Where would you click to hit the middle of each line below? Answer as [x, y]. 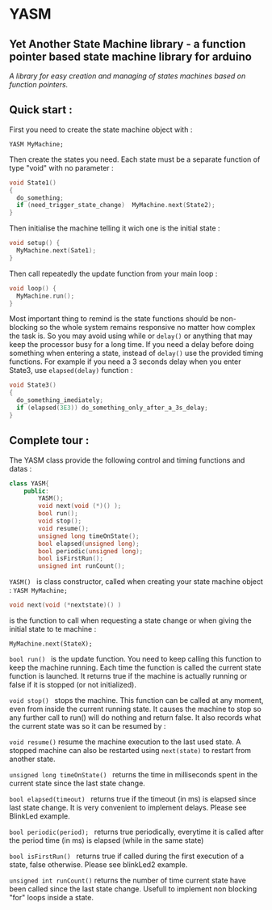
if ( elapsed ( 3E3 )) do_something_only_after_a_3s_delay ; [112, 408]
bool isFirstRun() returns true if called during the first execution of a [127, 856]
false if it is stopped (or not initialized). [73, 685]
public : [36, 491]
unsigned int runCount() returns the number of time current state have [128, 880]
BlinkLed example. [40, 816]
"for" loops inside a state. [51, 897]
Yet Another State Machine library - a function [128, 44]
